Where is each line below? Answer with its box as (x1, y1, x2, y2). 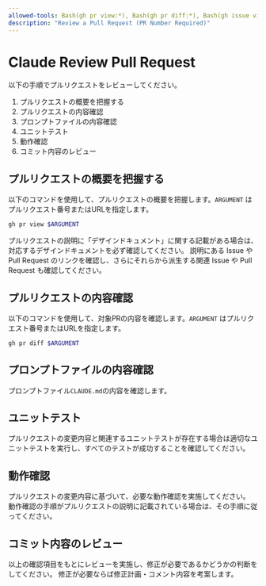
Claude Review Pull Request (8, 53, 196, 71)
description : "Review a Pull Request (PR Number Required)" (8, 19, 211, 27)
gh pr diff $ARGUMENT (8, 339, 80, 347)
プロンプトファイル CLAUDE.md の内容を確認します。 (8, 385, 172, 395)
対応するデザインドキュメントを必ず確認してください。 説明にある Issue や (8, 246, 253, 255)
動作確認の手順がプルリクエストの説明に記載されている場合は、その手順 (8, 501, 244, 511)
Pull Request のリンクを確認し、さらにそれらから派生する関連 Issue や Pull (8, 255, 253, 266)
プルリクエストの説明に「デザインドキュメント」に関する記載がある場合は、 (8, 236, 258, 246)
